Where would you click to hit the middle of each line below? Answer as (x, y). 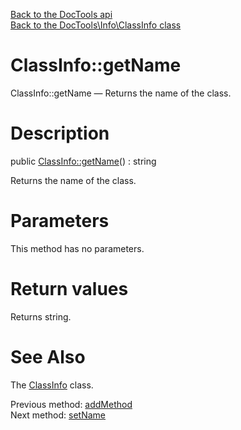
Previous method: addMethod (71, 404)
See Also (48, 356)
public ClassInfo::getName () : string (83, 161)
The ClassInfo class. (52, 385)
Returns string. (41, 316)
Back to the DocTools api (61, 14)
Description (60, 133)
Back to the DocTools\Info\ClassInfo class (96, 25)
